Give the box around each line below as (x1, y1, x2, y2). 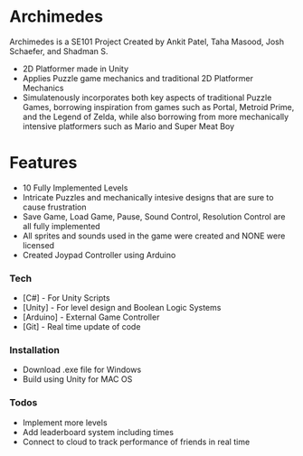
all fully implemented (22, 220, 101, 231)
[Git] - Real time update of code (22, 321, 141, 332)
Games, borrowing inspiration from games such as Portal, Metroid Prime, (22, 101, 295, 112)
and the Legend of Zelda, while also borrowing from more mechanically (22, 111, 289, 122)
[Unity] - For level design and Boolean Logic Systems (22, 302, 222, 313)
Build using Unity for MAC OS (22, 374, 133, 385)
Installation (9, 344, 61, 357)
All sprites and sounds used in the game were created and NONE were (22, 230, 286, 241)
